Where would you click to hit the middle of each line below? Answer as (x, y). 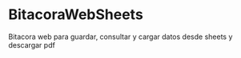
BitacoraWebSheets (76, 15)
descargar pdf (32, 44)
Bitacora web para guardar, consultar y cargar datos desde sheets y (120, 37)
